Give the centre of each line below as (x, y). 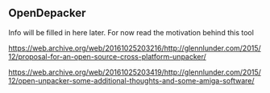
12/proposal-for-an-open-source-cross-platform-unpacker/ (108, 56)
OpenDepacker (47, 13)
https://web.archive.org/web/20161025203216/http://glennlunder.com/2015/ (135, 48)
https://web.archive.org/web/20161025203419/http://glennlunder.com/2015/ (135, 72)
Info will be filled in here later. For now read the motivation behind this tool (131, 32)
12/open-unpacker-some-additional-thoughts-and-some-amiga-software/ (131, 80)
